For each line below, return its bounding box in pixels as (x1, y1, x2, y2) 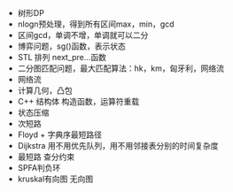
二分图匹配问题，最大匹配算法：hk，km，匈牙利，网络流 (17, 63, 224, 73)
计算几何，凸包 (17, 85, 73, 96)
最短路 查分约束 (17, 151, 75, 162)
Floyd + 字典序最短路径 (17, 129, 102, 140)
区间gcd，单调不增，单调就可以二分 (17, 30, 149, 40)
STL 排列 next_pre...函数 (17, 52, 106, 62)
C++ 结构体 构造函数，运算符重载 (17, 96, 140, 106)
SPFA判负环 (17, 163, 61, 173)
